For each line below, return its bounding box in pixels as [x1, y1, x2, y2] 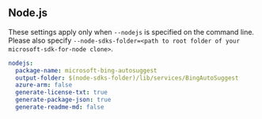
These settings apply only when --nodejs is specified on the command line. [8, 27, 255, 36]
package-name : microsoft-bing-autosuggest [15, 66, 158, 74]
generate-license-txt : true [15, 88, 108, 97]
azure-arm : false [15, 81, 73, 89]
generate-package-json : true [15, 96, 112, 104]
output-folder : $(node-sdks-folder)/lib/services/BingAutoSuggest [15, 74, 239, 82]
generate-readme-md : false [15, 103, 104, 111]
